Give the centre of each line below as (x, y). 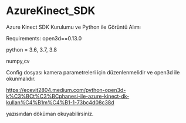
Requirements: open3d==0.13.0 (44, 38)
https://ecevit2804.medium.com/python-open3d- (66, 90)
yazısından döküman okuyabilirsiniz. (50, 114)
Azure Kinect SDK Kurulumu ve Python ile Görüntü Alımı (73, 27)
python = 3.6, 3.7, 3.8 (32, 49)
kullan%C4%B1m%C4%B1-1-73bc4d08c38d (60, 102)
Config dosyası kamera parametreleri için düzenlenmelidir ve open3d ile (93, 72)
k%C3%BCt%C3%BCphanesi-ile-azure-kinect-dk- (68, 96)
